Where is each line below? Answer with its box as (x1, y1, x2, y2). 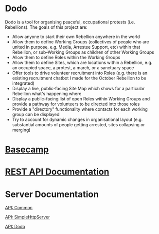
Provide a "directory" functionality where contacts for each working (12, 106, 148, 112)
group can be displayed (12, 111, 60, 117)
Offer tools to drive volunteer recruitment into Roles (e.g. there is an (12, 70, 148, 76)
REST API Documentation (5, 166, 109, 177)
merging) (12, 127, 31, 133)
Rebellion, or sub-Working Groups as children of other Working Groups (12, 49, 155, 55)
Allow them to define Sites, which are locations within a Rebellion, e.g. (12, 59, 153, 65)
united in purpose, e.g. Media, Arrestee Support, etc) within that (12, 44, 141, 50)
